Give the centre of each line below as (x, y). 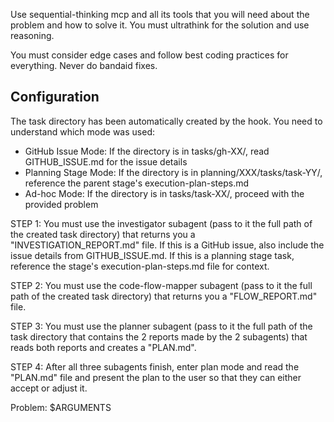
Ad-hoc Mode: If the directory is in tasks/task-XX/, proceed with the (164, 193)
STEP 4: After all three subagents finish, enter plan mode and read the (155, 366)
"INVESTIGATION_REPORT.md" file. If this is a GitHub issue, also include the (167, 245)
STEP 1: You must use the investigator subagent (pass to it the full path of (161, 223)
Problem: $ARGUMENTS (61, 407)
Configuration (55, 97)
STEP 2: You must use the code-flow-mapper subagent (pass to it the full (161, 285)
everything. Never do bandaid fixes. (84, 65)
